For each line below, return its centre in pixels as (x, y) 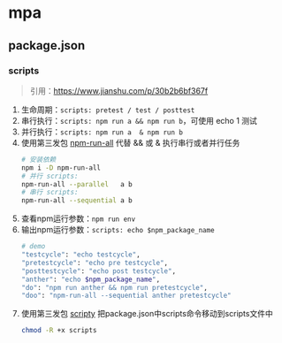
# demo (33, 247)
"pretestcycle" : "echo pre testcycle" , (95, 263)
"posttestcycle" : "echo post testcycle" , (99, 271)
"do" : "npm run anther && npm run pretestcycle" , (114, 287)
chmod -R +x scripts (59, 331)
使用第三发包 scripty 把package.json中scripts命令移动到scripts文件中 (147, 314)
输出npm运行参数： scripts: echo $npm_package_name (118, 230)
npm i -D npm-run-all (61, 168)
